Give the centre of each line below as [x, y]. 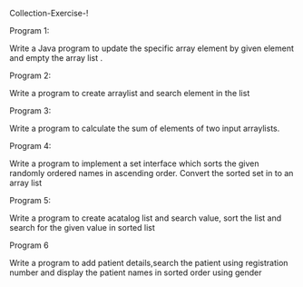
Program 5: [30, 200]
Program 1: [29, 30]
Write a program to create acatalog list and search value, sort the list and [146, 218]
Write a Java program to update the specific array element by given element [152, 48]
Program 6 [29, 245]
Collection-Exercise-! [49, 13]
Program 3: [30, 111]
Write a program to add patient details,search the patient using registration [149, 263]
